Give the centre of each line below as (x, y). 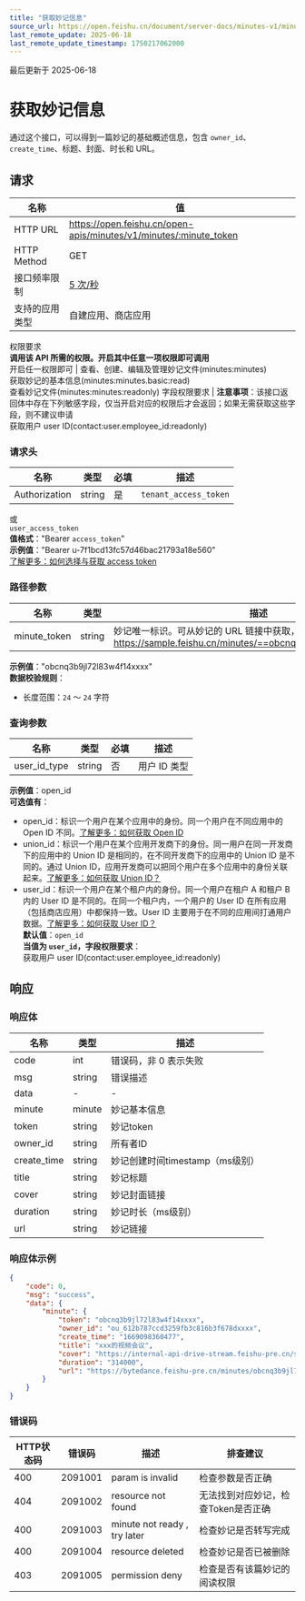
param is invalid (145, 1477)
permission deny (147, 1576)
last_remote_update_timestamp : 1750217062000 (97, 43)
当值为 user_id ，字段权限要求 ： (82, 946)
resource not (138, 1495)
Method (30, 262)
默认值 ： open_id (53, 934)
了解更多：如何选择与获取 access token (83, 561)
